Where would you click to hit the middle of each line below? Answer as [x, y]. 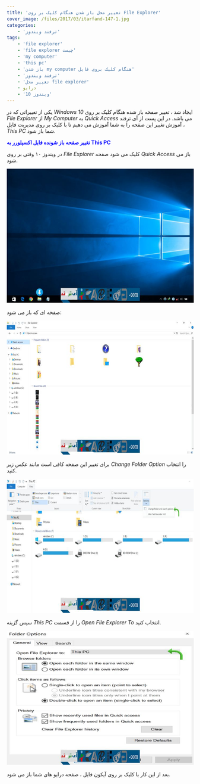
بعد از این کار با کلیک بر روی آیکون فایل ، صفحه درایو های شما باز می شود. [89, 774]
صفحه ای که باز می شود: [34, 312]
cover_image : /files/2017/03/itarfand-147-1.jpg [68, 19]
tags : [13, 38]
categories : [21, 25]
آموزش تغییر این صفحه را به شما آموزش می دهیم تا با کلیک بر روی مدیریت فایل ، [96, 125]
